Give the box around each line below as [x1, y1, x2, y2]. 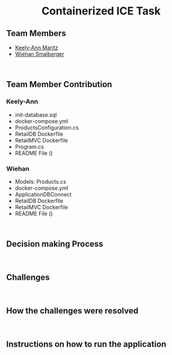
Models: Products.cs [14, 178, 66, 185]
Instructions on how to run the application [6, 339, 167, 349]
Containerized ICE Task [41, 4, 161, 18]
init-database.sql [14, 111, 57, 118]
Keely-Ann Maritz [14, 44, 58, 51]
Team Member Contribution [6, 79, 112, 90]
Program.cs [14, 143, 44, 150]
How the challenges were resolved [6, 306, 139, 316]
